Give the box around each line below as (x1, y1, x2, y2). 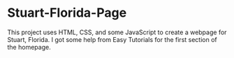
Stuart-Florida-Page (7, 5, 127, 21)
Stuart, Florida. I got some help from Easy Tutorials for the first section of (7, 35, 218, 43)
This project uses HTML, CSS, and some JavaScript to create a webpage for (7, 28, 227, 36)
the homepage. (7, 43, 51, 51)
